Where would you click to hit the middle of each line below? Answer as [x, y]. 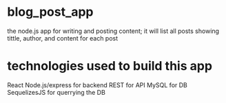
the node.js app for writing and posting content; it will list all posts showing [113, 31]
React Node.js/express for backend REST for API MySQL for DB [97, 85]
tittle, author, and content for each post [63, 38]
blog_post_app [51, 12]
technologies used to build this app [110, 66]
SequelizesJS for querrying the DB [56, 92]
